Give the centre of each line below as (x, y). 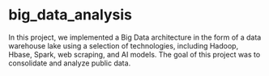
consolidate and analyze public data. (70, 63)
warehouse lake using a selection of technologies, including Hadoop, (124, 45)
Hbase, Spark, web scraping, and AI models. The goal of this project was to (134, 54)
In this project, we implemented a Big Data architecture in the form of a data (135, 37)
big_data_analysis (70, 15)
